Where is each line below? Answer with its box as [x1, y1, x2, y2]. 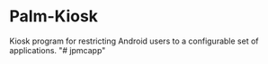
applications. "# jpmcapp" [9, 44, 106, 55]
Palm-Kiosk [9, 6, 99, 27]
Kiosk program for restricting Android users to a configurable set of [9, 36, 259, 46]
